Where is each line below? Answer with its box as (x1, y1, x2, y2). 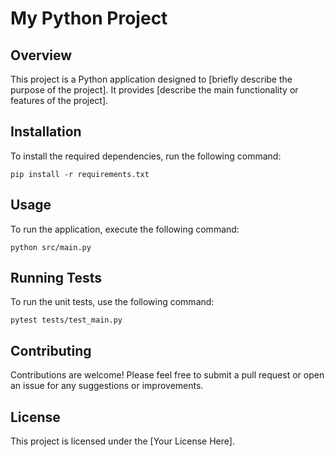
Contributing (10, 342, 92, 359)
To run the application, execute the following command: (10, 223, 240, 235)
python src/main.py (10, 242, 92, 252)
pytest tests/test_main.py (10, 315, 123, 326)
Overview (10, 47, 73, 64)
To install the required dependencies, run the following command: (10, 150, 282, 162)
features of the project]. (10, 95, 109, 106)
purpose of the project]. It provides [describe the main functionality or (10, 84, 299, 96)
